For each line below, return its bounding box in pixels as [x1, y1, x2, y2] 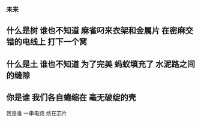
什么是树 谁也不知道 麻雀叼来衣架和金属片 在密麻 [6, 26, 185, 36]
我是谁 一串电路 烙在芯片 [6, 109, 67, 117]
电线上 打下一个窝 [22, 37, 87, 47]
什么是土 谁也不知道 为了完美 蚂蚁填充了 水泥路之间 [6, 59, 195, 69]
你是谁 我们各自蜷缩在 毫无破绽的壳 [6, 93, 136, 103]
